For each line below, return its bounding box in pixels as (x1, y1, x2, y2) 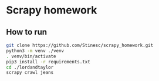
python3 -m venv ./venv (6, 48, 65, 53)
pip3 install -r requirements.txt (6, 59, 91, 65)
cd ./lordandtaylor (6, 64, 54, 70)
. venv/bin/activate (6, 53, 57, 59)
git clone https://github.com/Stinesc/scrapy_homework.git (6, 42, 154, 48)
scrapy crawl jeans (6, 70, 54, 76)
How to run (6, 27, 48, 37)
